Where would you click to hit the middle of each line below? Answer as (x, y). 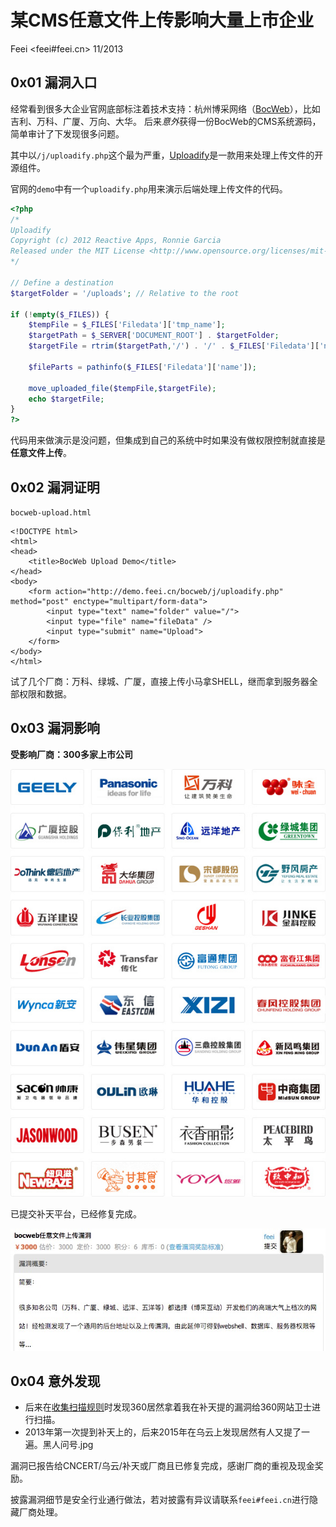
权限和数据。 (45, 693)
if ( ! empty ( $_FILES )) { (60, 314)
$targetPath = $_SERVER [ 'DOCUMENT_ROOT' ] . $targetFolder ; (154, 336)
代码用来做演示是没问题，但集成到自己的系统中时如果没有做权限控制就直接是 (168, 440)
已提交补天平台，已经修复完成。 (76, 1213)
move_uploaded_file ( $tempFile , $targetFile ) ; (122, 388)
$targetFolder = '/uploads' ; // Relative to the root (125, 293)
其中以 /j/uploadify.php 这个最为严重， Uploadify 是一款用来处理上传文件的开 (167, 155)
